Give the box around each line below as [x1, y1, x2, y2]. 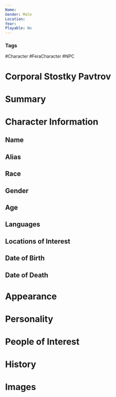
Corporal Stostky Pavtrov [5, 70, 111, 82]
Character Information [5, 116, 99, 127]
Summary [5, 93, 46, 105]
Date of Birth [5, 254, 45, 263]
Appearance [5, 291, 57, 302]
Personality [5, 313, 53, 325]
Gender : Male [5, 12, 32, 17]
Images [5, 382, 36, 393]
